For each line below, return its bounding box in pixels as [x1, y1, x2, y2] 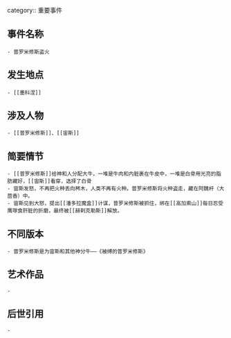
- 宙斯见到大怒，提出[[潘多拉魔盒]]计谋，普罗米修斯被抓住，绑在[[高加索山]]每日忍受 [7, 200, 223, 207]
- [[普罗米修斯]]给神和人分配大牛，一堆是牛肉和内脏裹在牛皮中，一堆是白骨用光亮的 [7, 171, 216, 178]
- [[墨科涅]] [7, 89, 41, 96]
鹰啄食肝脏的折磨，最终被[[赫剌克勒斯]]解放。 [7, 208, 123, 214]
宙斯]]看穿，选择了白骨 [33, 178, 92, 185]
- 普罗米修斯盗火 [7, 48, 50, 56]
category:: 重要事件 [7, 6, 62, 14]
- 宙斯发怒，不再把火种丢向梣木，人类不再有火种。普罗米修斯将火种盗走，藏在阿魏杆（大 [7, 185, 225, 192]
